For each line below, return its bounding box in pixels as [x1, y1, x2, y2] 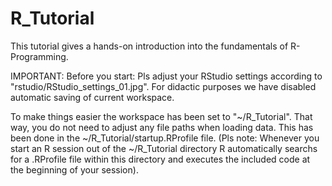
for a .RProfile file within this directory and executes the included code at [10, 153, 311, 165]
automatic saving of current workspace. [10, 91, 175, 103]
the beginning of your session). [10, 163, 139, 176]
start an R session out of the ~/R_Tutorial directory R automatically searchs [10, 142, 318, 154]
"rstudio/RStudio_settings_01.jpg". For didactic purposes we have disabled [10, 80, 317, 92]
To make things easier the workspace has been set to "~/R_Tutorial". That [10, 110, 313, 122]
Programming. [10, 50, 69, 62]
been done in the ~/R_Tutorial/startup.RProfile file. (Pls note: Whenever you [10, 132, 320, 144]
